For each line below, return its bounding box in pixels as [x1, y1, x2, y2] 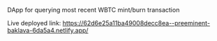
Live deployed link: [7, 19, 61, 27]
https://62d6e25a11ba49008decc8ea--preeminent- [62, 19, 211, 27]
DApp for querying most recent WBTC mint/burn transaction [7, 6, 180, 14]
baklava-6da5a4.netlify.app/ [7, 27, 89, 34]
